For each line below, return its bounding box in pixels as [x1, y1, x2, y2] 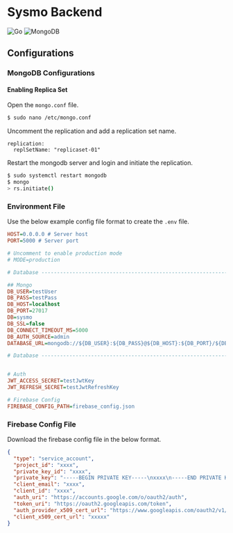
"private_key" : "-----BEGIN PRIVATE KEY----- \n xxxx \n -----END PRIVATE [13, 475, 222, 482]
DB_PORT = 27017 [7, 308, 49, 315]
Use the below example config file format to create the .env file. [7, 217, 189, 226]
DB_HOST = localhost [7, 301, 60, 308]
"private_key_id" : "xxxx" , [13, 468, 92, 475]
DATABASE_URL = [7, 340, 49, 347]
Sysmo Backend [7, 4, 103, 20]
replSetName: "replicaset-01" [13, 147, 101, 154]
